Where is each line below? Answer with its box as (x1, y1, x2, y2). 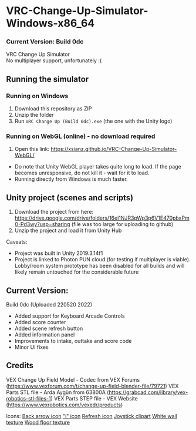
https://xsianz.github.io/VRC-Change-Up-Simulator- (50, 146, 177, 153)
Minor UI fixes (14, 344, 49, 351)
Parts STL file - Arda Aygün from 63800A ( (6, 389, 109, 396)
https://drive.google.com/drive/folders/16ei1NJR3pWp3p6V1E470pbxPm (14, 214, 190, 221)
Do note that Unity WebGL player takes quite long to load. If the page (14, 163, 182, 170)
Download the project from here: (14, 208, 94, 215)
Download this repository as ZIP (14, 105, 92, 112)
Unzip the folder (14, 112, 54, 119)
